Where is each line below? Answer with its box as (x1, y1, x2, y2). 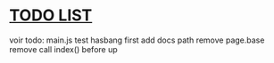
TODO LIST (9, 5, 93, 26)
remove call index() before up (9, 43, 118, 54)
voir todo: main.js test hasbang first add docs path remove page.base (9, 35, 265, 45)
